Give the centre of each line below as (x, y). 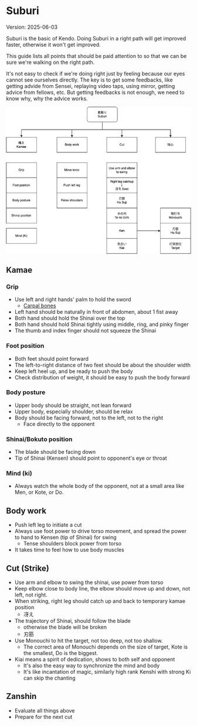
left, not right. (31, 595)
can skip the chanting (49, 678)
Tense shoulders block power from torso (72, 544)
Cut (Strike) (28, 568)
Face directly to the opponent (59, 424)
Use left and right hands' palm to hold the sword (73, 300)
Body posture (26, 392)
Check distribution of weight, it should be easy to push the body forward (102, 377)
